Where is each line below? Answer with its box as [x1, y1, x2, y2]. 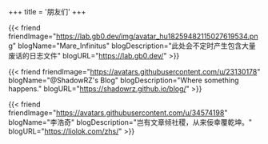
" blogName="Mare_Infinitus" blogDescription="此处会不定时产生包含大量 [12, 41, 256, 50]
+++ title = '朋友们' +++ [8, 7, 86, 16]
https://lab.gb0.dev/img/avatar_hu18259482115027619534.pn [55, 31, 258, 41]
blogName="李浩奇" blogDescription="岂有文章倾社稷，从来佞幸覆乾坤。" [8, 118, 252, 126]
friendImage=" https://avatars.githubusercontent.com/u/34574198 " [8, 108, 228, 118]
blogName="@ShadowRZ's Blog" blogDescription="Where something [8, 75, 239, 85]
